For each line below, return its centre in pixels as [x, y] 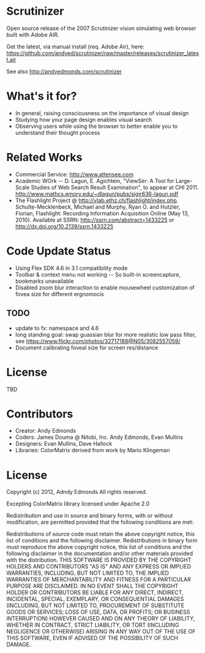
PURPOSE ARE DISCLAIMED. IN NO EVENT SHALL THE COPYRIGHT [92, 586]
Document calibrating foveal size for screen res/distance [87, 348]
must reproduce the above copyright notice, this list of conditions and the [99, 547]
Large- [184, 181]
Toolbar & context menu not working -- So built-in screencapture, [98, 274]
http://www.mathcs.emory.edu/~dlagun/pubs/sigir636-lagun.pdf [97, 193]
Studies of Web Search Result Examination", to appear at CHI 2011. [115, 187]
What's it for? [42, 96]
